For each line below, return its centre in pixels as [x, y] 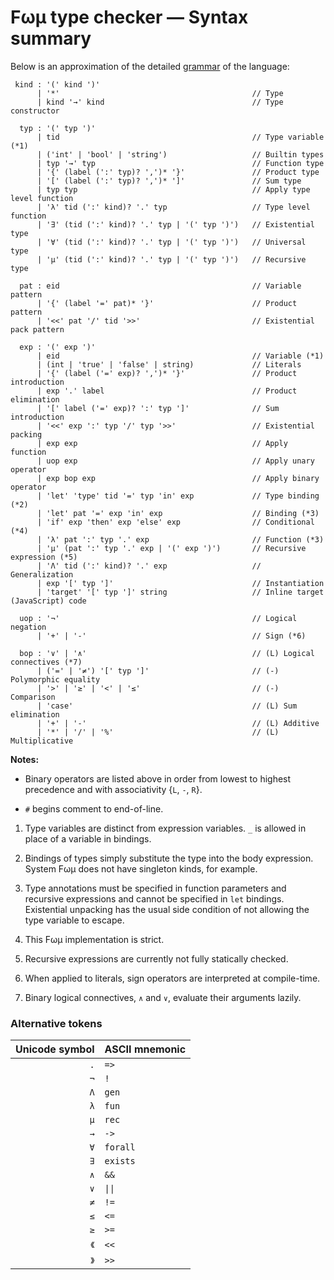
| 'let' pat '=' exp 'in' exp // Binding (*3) [178, 513]
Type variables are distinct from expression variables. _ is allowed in [165, 828]
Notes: [25, 759]
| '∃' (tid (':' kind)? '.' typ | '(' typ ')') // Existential [175, 224]
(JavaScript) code [48, 601]
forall [120, 1147]
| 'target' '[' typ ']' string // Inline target [180, 592]
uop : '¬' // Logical [158, 618]
